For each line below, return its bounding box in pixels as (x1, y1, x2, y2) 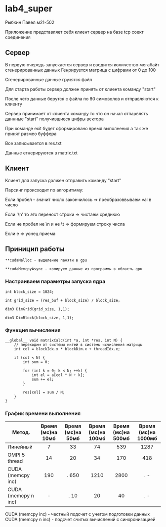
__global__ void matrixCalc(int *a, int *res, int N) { (5, 337, 123, 343)
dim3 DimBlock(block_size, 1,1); (5, 315, 74, 320)
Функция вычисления (5, 327, 61, 334)
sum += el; (31, 377, 54, 382)
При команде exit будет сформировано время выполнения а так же (5, 125, 148, 131)
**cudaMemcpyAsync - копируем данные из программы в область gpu (5, 267, 142, 272)
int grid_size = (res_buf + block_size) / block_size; (5, 298, 121, 303)
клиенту (5, 101, 22, 107)
